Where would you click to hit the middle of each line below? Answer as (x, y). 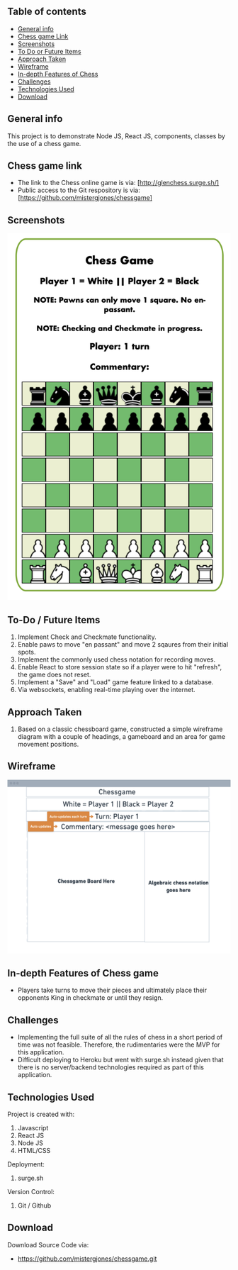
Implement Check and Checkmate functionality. (87, 637)
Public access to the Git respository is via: (79, 190)
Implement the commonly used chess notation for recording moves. (117, 659)
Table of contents (47, 12)
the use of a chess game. (44, 143)
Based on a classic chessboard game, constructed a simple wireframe (120, 729)
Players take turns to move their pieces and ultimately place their (112, 990)
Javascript (33, 1127)
